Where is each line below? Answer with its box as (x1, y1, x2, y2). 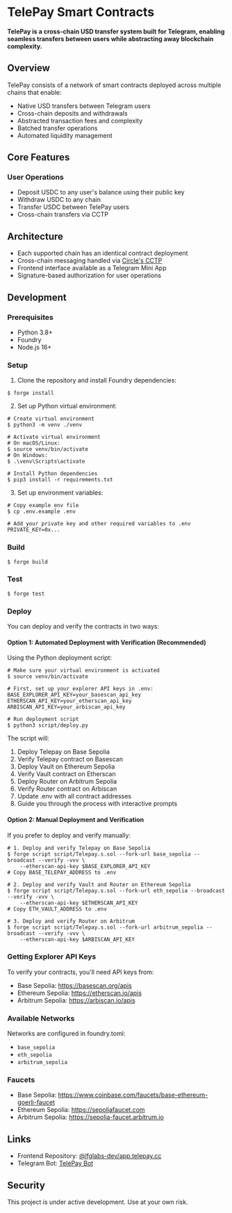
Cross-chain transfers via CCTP (17, 210, 109, 219)
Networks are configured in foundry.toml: (7, 1029, 126, 1038)
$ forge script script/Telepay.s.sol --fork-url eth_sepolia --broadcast (7, 887, 226, 894)
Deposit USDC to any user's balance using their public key (17, 188, 185, 196)
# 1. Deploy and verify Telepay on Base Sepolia (7, 844, 151, 851)
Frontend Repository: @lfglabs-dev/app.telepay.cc (17, 1152, 162, 1160)
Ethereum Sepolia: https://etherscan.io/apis (17, 989, 142, 997)
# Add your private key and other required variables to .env (7, 520, 191, 527)
